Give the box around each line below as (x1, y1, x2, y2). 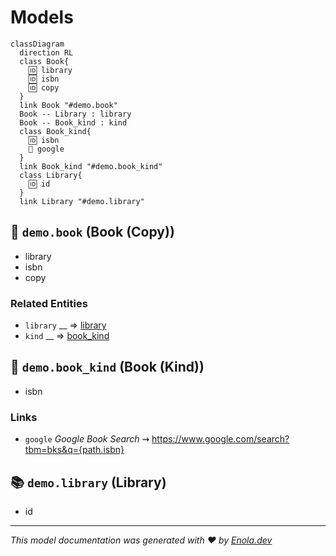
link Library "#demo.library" (19, 196, 145, 206)
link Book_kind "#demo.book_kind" (19, 161, 163, 171)
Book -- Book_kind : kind (19, 117, 128, 128)
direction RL (19, 47, 74, 58)
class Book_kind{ (19, 126, 92, 136)
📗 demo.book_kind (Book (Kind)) (10, 359, 205, 376)
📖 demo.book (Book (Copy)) (10, 224, 175, 241)
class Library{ (19, 170, 83, 180)
